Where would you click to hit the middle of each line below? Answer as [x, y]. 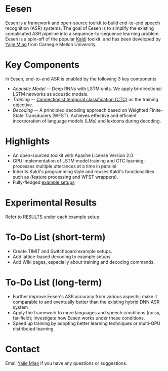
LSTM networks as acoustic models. [50, 94]
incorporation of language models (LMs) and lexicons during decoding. [87, 121]
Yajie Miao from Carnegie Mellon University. [51, 44]
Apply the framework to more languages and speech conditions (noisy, [87, 312]
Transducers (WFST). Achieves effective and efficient [80, 115]
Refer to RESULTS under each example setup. [53, 217]
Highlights [27, 141]
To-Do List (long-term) [54, 282]
